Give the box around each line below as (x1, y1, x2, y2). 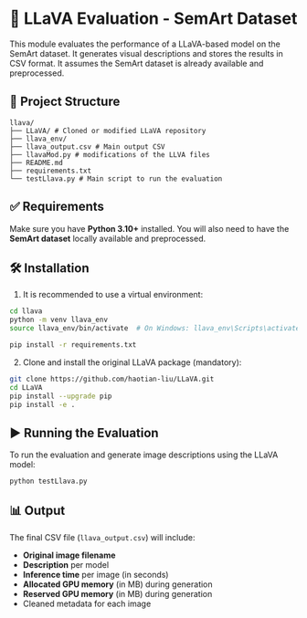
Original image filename (22, 550, 116, 560)
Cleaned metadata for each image (22, 598, 152, 609)
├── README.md (9, 158, 64, 167)
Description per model (22, 559, 110, 570)
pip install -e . (9, 400, 76, 409)
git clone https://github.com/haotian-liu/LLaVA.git (9, 374, 215, 383)
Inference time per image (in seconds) (22, 569, 169, 580)
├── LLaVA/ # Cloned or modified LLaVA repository (9, 126, 206, 135)
